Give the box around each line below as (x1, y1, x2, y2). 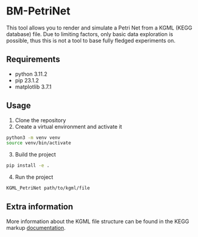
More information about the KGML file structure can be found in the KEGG (6, 218, 190, 225)
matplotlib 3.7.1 (14, 83, 52, 90)
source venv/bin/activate (6, 140, 71, 146)
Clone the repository (14, 116, 66, 124)
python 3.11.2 (14, 70, 48, 78)
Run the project (14, 173, 54, 181)
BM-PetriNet (6, 4, 70, 18)
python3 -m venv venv (6, 134, 61, 141)
